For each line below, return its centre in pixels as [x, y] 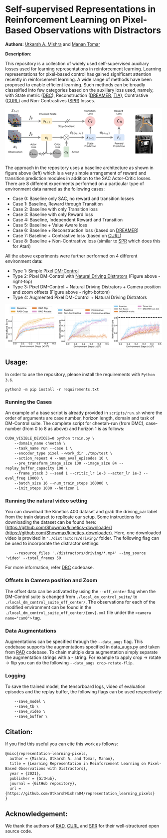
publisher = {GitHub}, [33, 779]
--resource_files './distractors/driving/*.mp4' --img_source [80, 553]
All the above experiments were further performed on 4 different [71, 256]
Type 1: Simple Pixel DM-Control [45, 271]
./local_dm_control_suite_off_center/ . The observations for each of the [81, 602]
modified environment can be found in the [48, 607]
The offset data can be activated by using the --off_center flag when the [81, 591]
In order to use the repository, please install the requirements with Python [80, 374]
